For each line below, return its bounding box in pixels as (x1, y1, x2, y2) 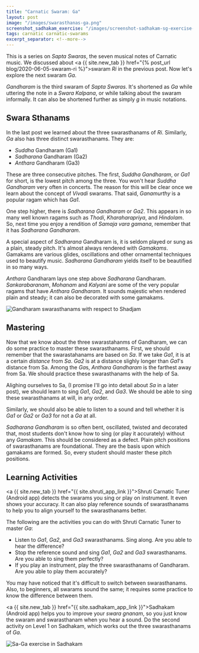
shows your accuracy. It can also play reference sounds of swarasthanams (6, 501, 189, 508)
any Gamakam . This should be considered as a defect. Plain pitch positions (6, 436, 191, 443)
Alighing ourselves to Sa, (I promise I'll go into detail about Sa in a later (6, 381, 179, 388)
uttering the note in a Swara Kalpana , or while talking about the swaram (6, 90, 182, 96)
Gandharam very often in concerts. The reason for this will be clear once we (6, 183, 192, 190)
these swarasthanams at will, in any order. (6, 394, 109, 401)
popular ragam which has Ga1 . (6, 196, 81, 203)
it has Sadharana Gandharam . (6, 227, 81, 234)
